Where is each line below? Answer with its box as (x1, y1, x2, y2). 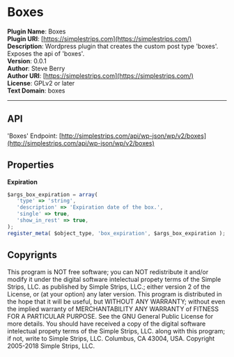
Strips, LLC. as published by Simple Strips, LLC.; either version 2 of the (7, 283, 210, 291)
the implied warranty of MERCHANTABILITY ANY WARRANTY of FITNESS (7, 304, 219, 313)
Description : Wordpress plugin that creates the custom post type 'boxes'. (7, 42, 219, 50)
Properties (7, 159, 54, 171)
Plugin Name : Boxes (7, 27, 66, 35)
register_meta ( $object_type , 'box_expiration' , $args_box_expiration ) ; (7, 230, 226, 237)
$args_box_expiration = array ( (7, 191, 98, 198)
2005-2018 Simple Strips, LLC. (7, 342, 95, 350)
